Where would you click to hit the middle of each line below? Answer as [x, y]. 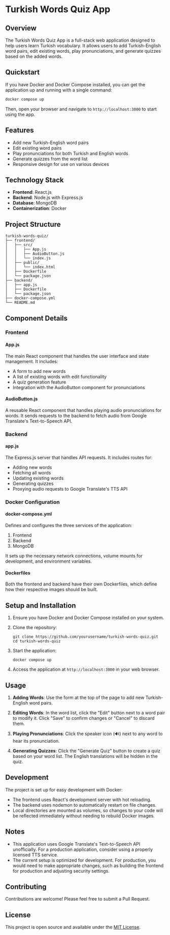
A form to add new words [39, 371]
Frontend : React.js [32, 192]
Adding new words [32, 467]
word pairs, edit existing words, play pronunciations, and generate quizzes [83, 51]
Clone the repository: [35, 628]
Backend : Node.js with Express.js [48, 198]
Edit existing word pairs [37, 148]
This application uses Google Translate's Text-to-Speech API [76, 844]
